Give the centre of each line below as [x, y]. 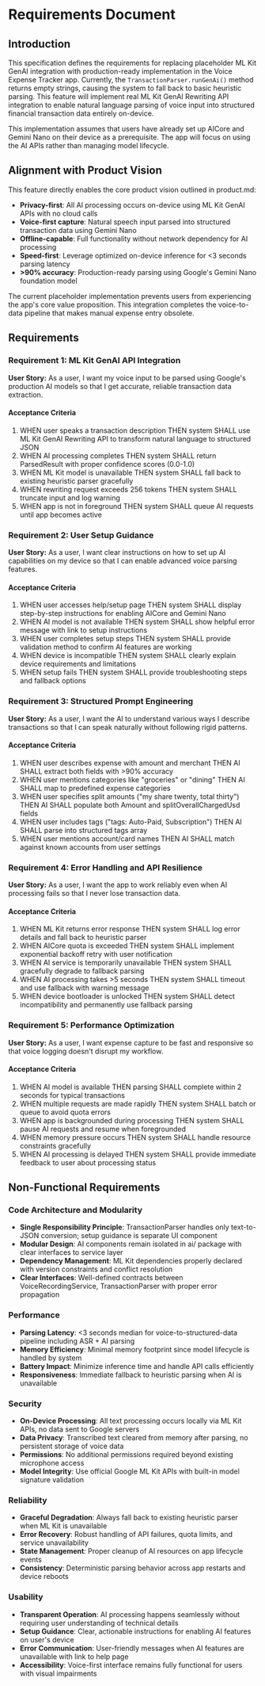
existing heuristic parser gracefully [76, 480]
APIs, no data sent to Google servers [79, 1429]
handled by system [51, 1358]
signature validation [52, 1479]
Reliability [28, 1500]
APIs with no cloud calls [59, 213]
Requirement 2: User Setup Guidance [81, 535]
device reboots [44, 1577]
